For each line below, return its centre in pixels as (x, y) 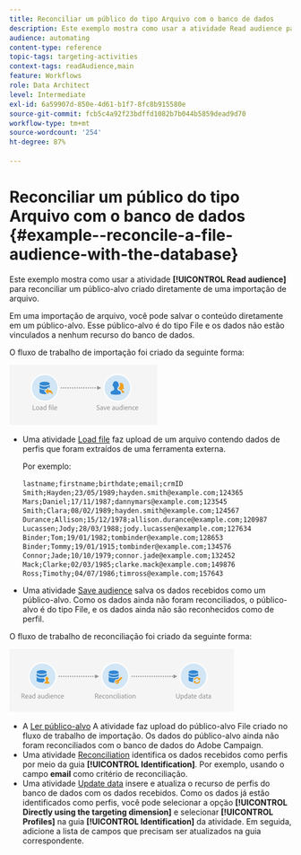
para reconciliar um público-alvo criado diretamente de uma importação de (148, 288)
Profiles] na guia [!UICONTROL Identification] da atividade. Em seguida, (157, 821)
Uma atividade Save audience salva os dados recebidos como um (144, 590)
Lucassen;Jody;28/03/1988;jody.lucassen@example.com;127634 (137, 529)
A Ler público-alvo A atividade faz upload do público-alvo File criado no (155, 726)
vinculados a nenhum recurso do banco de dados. (102, 335)
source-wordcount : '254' (56, 133)
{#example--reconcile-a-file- (121, 236)
